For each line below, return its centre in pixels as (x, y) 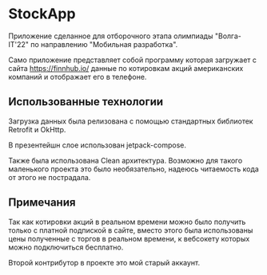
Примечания (42, 203)
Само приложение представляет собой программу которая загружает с (133, 60)
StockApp (42, 14)
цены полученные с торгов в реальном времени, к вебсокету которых (129, 238)
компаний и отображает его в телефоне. (78, 77)
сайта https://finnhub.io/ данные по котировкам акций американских (126, 68)
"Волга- (228, 36)
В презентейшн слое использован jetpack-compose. (97, 145)
